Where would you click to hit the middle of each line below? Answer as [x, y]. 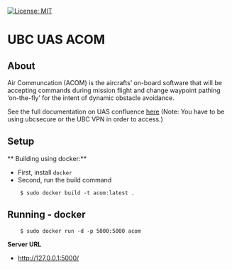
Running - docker [47, 215]
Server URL [24, 244]
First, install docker [45, 172]
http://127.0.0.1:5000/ [48, 258]
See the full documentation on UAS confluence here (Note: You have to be [116, 111]
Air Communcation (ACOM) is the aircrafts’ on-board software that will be [115, 83]
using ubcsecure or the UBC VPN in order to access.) [85, 119]
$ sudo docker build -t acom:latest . [77, 193]
